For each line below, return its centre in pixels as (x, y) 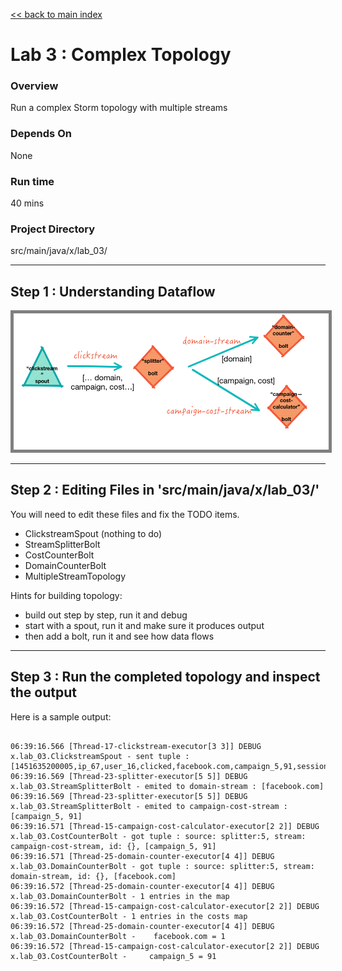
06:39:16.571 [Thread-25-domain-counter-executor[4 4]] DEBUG (142, 856)
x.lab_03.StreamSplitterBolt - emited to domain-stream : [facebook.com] (167, 786)
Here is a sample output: (61, 716)
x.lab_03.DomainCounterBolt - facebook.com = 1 (118, 936)
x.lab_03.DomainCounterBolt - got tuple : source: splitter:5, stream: (162, 866)
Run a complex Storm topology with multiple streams (119, 108)
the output (43, 692)
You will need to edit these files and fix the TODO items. (125, 514)
